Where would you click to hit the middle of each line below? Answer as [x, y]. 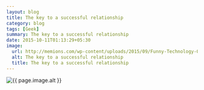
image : [15, 46]
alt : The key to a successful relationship [67, 57]
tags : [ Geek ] [23, 29]
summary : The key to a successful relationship [68, 35]
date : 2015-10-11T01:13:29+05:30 [49, 40]
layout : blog [23, 12]
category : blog [25, 23]
